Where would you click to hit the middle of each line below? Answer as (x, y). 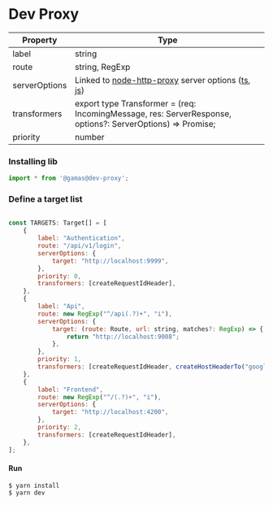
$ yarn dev (27, 493)
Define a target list (45, 199)
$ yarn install (34, 485)
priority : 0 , (60, 276)
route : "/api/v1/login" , (80, 246)
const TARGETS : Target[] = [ (58, 223)
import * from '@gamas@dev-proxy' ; (69, 178)
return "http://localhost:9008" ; (123, 337)
